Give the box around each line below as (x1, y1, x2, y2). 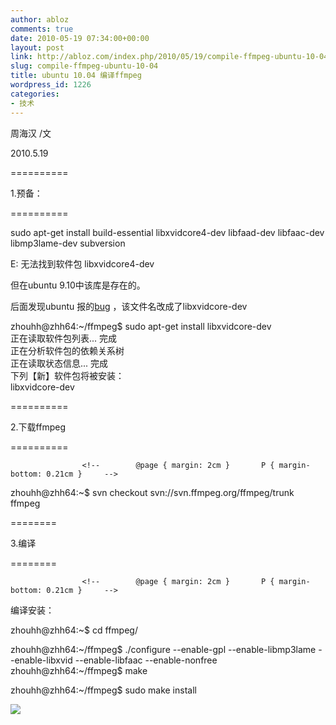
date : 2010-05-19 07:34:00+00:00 (10, 33, 150, 43)
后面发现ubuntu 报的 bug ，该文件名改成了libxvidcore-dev (10, 300, 248, 312)
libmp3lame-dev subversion (10, 237, 126, 249)
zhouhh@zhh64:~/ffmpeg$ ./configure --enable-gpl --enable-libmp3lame (10, 643, 317, 655)
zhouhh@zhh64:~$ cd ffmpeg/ (10, 624, 138, 636)
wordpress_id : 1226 (10, 80, 92, 90)
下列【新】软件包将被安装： (10, 369, 125, 381)
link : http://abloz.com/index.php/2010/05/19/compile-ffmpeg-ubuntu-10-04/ (10, 52, 333, 62)
